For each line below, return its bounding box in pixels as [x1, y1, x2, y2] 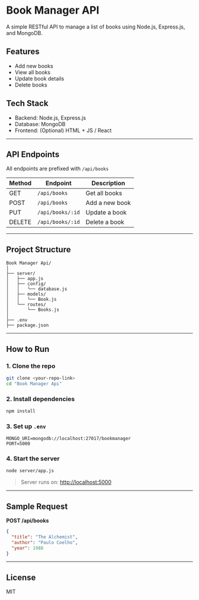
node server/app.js [6, 468, 54, 474]
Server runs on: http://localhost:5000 [20, 479, 111, 486]
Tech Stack [6, 98, 49, 108]
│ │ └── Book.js [6, 297, 57, 303]
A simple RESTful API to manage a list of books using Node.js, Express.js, [6, 23, 185, 30]
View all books [14, 69, 51, 76]
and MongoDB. [6, 29, 43, 36]
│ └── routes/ [6, 301, 46, 308]
